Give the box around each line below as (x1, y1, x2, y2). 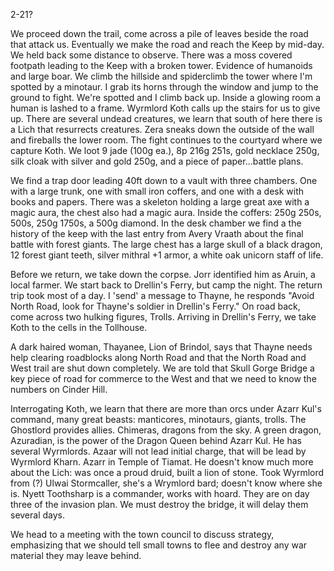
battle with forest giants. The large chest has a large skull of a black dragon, (10, 239, 323, 250)
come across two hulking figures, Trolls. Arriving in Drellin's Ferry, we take (10, 311, 317, 323)
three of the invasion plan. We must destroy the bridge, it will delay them (10, 499, 309, 510)
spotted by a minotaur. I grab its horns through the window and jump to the (10, 81, 319, 93)
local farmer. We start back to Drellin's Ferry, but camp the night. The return (10, 279, 323, 291)
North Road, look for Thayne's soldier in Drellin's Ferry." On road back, (10, 300, 301, 312)
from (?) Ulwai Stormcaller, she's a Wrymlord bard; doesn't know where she (10, 477, 323, 489)
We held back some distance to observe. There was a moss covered (10, 49, 293, 61)
